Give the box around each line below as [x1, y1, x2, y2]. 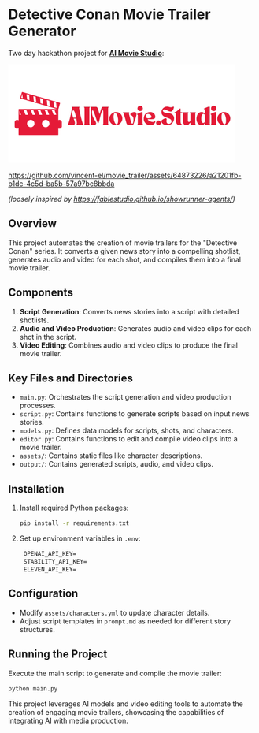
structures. [19, 624, 55, 634]
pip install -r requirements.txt [19, 519, 130, 527]
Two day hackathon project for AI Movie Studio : [8, 48, 165, 58]
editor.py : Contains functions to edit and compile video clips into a [19, 434, 238, 444]
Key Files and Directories [8, 371, 134, 385]
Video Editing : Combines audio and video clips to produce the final [19, 340, 239, 350]
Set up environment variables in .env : [19, 534, 141, 543]
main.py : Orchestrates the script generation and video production [19, 393, 231, 402]
